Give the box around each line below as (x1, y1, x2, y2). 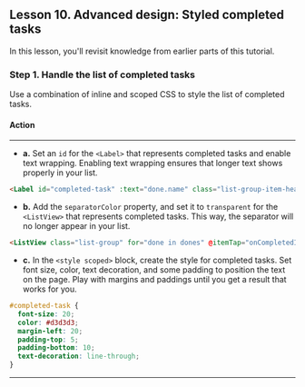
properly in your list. (22, 167, 98, 178)
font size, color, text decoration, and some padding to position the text (22, 264, 286, 275)
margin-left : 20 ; (17, 326, 84, 335)
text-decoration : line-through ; (17, 352, 141, 362)
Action (9, 119, 35, 130)
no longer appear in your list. (22, 221, 131, 232)
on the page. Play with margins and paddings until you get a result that (22, 274, 288, 285)
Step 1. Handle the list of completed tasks (9, 68, 196, 81)
